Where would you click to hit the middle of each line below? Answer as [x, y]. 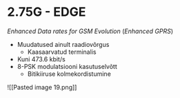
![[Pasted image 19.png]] [42, 87]
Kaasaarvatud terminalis [62, 52]
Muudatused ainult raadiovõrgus [63, 44]
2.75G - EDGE [47, 12]
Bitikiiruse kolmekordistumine [69, 74]
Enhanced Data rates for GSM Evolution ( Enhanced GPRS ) [90, 31]
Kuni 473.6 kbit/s [41, 59]
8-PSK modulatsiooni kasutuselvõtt [67, 66]
